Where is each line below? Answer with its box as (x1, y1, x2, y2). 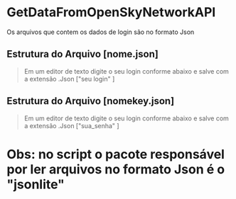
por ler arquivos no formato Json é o (6, 161, 225, 177)
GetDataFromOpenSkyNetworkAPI (6, 4, 216, 21)
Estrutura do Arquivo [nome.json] (6, 48, 159, 60)
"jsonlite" (6, 176, 65, 192)
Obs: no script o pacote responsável (6, 146, 225, 162)
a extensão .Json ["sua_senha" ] (23, 121, 119, 130)
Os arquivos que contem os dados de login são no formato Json (6, 28, 195, 36)
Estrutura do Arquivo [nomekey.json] (6, 95, 175, 107)
